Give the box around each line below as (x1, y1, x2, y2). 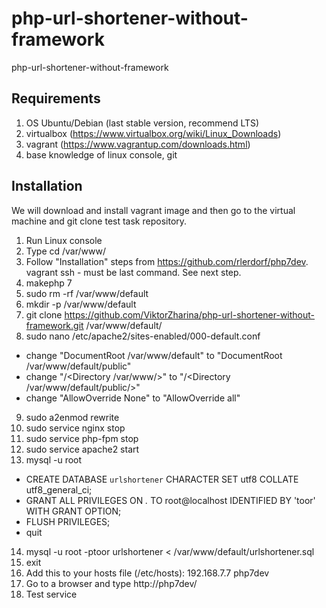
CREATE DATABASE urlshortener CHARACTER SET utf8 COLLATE (25, 473, 299, 485)
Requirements (11, 90, 101, 107)
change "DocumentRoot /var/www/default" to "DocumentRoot (25, 349, 283, 361)
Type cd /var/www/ (25, 245, 106, 257)
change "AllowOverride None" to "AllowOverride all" (25, 392, 241, 404)
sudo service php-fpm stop (25, 432, 139, 444)
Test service (25, 588, 78, 600)
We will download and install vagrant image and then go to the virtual (11, 204, 296, 216)
